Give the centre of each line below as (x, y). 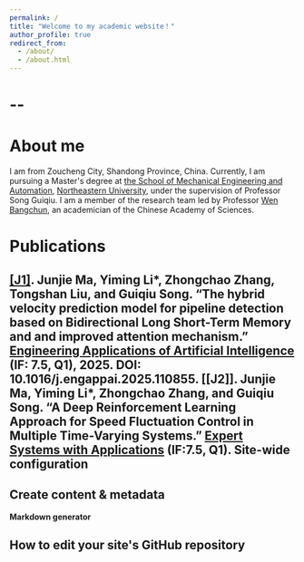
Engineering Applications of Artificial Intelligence (152, 350)
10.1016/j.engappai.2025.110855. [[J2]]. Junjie (143, 378)
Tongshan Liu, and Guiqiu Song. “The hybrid (137, 294)
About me (47, 146)
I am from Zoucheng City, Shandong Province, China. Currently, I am (137, 171)
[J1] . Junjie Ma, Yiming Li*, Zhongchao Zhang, (142, 280)
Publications (58, 247)
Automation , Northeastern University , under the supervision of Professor (145, 190)
